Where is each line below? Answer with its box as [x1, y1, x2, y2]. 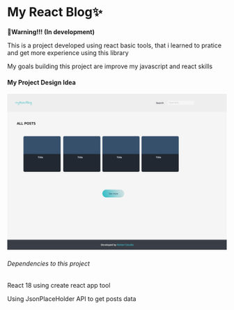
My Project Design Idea [7, 78, 77, 86]
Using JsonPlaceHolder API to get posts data [7, 294, 136, 303]
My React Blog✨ [7, 4, 103, 20]
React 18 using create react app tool [7, 281, 111, 289]
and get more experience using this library [7, 48, 129, 56]
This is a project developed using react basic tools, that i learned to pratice [7, 41, 221, 49]
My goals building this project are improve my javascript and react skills [7, 62, 213, 70]
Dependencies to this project [7, 259, 91, 268]
